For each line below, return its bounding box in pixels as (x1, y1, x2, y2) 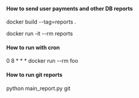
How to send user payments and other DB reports (6, 5, 133, 12)
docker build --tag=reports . (6, 18, 77, 25)
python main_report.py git (6, 85, 71, 92)
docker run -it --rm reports (6, 30, 73, 38)
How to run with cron (6, 44, 60, 51)
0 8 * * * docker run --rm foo (6, 57, 79, 65)
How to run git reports (6, 71, 63, 78)
